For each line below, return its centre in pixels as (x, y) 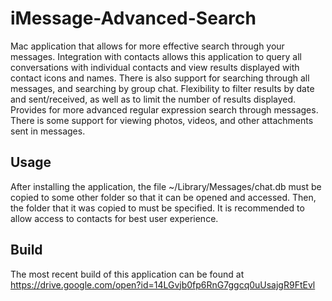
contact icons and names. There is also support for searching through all (160, 78)
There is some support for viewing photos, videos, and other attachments (162, 120)
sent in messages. (48, 131)
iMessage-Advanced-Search (133, 18)
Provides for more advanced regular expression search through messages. (164, 109)
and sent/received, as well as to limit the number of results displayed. (153, 99)
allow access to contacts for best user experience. (114, 218)
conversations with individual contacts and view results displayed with (155, 67)
